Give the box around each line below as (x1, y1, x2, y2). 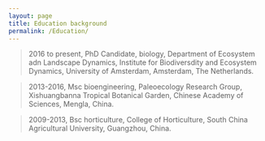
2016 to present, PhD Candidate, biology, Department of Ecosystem (28, 49, 255, 59)
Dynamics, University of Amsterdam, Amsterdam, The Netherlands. (28, 66, 254, 76)
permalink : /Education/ (8, 27, 89, 35)
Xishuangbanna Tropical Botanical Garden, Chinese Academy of (28, 91, 244, 100)
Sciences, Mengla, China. (28, 99, 115, 109)
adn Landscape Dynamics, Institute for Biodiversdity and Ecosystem (28, 58, 258, 67)
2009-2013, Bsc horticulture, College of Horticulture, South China (28, 115, 248, 125)
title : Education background (8, 19, 107, 28)
